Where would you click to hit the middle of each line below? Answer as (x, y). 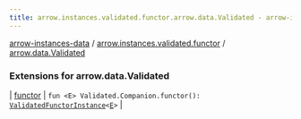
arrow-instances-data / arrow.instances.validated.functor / (117, 43)
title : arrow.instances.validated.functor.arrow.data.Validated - (136, 17)
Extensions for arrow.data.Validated (90, 75)
